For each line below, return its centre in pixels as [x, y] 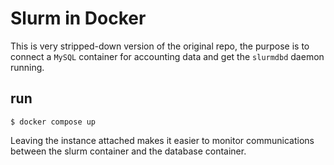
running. [27, 67]
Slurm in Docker [78, 18]
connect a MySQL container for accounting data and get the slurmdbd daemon [167, 56]
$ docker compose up [53, 122]
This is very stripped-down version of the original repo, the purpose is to [160, 46]
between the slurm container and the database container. [128, 151]
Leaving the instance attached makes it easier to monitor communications [162, 140]
